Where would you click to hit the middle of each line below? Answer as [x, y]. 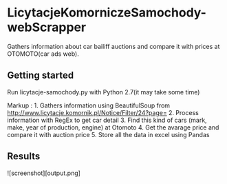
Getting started [41, 75]
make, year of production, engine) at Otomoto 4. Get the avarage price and [113, 127]
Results [24, 156]
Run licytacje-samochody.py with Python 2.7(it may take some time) [104, 92]
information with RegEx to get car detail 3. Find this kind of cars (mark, [107, 120]
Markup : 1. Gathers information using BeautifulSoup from [89, 105]
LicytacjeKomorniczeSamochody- [107, 13]
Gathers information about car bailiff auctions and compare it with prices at [113, 46]
